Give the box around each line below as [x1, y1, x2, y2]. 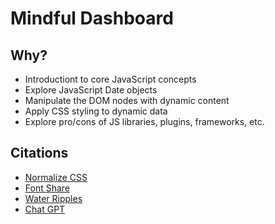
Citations [10, 145, 69, 162]
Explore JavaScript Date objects [24, 84, 158, 96]
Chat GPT [24, 203, 66, 215]
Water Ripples [24, 192, 83, 204]
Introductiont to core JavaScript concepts [24, 73, 197, 85]
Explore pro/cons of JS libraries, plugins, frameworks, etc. [24, 116, 265, 127]
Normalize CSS [24, 171, 88, 183]
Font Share [24, 182, 71, 194]
